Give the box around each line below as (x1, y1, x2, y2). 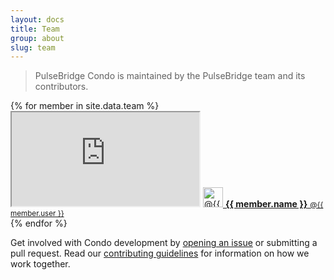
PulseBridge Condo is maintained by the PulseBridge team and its (34, 70, 306, 82)
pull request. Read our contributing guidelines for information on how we (10, 247, 310, 260)
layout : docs (10, 14, 65, 25)
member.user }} (10, 209, 65, 219)
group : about (10, 33, 65, 43)
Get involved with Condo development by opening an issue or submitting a (10, 237, 318, 249)
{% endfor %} (10, 217, 68, 230)
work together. (10, 258, 71, 270)
